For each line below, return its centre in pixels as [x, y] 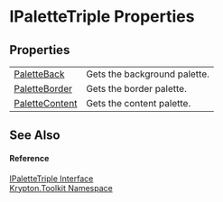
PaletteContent [46, 103]
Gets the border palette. [136, 89]
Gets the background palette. [148, 74]
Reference [29, 158]
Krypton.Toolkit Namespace [61, 188]
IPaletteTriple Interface [51, 179]
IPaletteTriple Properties [102, 17]
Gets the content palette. [138, 103]
